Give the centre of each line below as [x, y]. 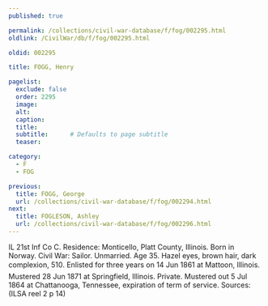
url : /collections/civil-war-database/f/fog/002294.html [114, 202]
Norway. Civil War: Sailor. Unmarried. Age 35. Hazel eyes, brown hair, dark [132, 255]
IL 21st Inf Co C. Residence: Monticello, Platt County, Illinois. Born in [121, 247]
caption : [30, 119]
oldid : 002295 [32, 53]
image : [27, 104]
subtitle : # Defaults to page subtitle [92, 134]
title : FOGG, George [50, 194]
